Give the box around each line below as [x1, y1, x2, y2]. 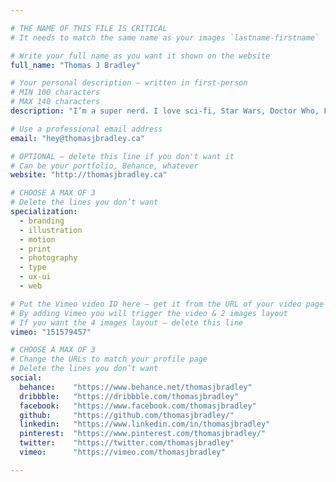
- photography [19, 253, 78, 263]
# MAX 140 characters [10, 97, 101, 107]
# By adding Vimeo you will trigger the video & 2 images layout [10, 308, 288, 318]
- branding [19, 216, 65, 226]
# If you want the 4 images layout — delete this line [10, 317, 244, 328]
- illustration [19, 225, 83, 235]
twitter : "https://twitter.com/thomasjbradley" [19, 438, 235, 448]
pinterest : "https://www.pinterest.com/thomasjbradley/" [19, 429, 267, 439]
